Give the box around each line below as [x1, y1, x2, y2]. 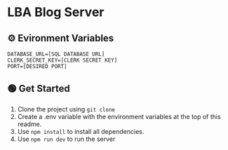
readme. [17, 120, 42, 128]
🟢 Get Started [7, 83, 70, 95]
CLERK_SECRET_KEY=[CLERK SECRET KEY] [7, 57, 118, 64]
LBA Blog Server [7, 4, 105, 20]
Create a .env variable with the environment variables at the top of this [17, 112, 221, 121]
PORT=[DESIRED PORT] [7, 63, 68, 70]
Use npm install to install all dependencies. [17, 127, 145, 135]
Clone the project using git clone [17, 104, 116, 113]
